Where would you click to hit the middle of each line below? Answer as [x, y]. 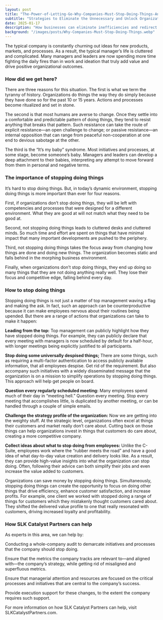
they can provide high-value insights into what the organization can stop [77, 461]
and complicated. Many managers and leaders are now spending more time [81, 56]
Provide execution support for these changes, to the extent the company [78, 593]
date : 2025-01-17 [23, 23]
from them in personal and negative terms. [48, 165]
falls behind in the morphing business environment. [56, 258]
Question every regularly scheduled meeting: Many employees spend [76, 391]
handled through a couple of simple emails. [48, 406]
